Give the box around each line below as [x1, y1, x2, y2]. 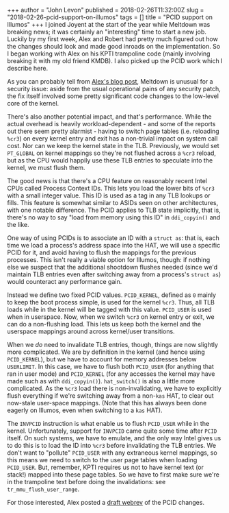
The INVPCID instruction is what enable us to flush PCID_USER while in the [7, 420, 210, 427]
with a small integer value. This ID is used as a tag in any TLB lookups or [7, 191, 211, 200]
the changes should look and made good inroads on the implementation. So [7, 43, 221, 50]
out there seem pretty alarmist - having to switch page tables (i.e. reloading [7, 127, 220, 135]
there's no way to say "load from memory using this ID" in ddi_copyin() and [7, 213, 221, 222]
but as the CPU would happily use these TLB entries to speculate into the [7, 156, 213, 164]
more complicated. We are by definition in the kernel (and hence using [7, 348, 205, 356]
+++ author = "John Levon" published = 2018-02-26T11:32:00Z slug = [7, 6, 204, 14]
